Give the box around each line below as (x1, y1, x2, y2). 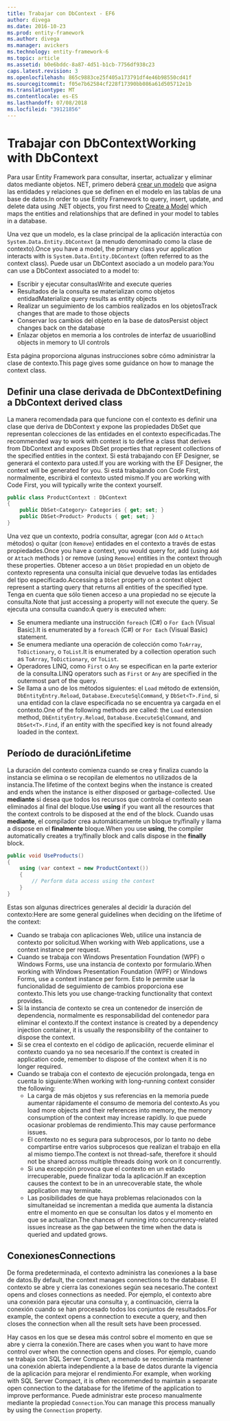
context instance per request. (16, 946, 101, 954)
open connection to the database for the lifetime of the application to (7, 1384, 202, 1392)
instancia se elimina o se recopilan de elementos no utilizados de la (7, 773, 198, 781)
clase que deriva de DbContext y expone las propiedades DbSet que (7, 422, 201, 430)
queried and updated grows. (27, 1230, 108, 1238)
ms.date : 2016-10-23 (7, 23, 67, 30)
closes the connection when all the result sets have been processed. (7, 1319, 201, 1328)
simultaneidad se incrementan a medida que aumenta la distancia (27, 1200, 213, 1209)
